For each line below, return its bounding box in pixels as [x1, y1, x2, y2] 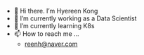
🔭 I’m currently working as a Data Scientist [13, 14, 137, 23]
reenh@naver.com [24, 39, 78, 48]
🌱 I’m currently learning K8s [13, 22, 95, 30]
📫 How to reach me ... [13, 30, 79, 38]
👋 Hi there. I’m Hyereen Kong [13, 7, 98, 15]
